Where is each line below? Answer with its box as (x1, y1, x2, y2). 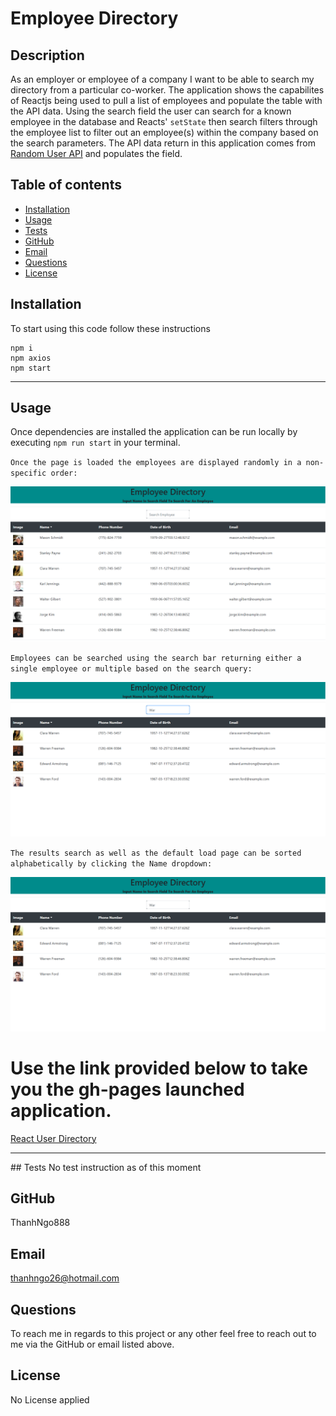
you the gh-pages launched (10, 1078, 245, 1101)
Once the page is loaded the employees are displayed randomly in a (10, 458, 302, 468)
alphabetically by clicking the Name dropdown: (10, 858, 213, 869)
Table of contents (10, 177, 122, 194)
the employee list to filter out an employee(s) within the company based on (10, 127, 319, 138)
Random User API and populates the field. (10, 148, 183, 159)
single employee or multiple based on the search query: (10, 663, 253, 674)
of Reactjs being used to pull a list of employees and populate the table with (10, 95, 323, 106)
